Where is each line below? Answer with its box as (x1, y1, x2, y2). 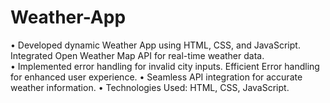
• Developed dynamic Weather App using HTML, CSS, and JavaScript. (10, 39, 301, 51)
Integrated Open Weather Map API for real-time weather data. (10, 49, 265, 61)
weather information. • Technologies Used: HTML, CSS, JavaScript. (10, 81, 290, 93)
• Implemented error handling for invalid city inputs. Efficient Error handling (10, 60, 320, 72)
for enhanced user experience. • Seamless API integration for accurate (10, 71, 303, 83)
